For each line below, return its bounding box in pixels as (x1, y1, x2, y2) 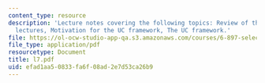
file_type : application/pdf (8, 41, 101, 49)
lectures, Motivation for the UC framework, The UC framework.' (15, 26, 231, 34)
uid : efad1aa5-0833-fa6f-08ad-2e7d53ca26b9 (8, 63, 154, 71)
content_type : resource (8, 11, 87, 20)
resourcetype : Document (8, 48, 87, 56)
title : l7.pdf (8, 56, 55, 64)
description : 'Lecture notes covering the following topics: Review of (8, 19, 248, 27)
